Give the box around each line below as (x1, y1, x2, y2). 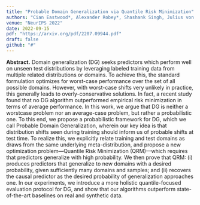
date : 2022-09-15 (6, 25, 50, 32)
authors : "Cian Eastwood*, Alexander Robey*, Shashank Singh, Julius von (6, 14, 195, 20)
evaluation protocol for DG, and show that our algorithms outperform (6, 185, 175, 192)
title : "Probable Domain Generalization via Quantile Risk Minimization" (6, 8, 195, 15)
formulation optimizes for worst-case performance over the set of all (6, 77, 175, 84)
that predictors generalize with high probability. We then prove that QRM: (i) (6, 154, 193, 161)
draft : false (6, 36, 39, 42)
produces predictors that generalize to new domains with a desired (6, 160, 172, 167)
